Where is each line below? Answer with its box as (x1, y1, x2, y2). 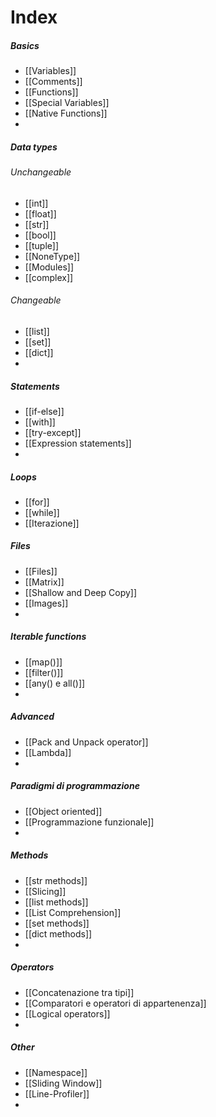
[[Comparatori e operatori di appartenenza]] (24, 997, 207, 1009)
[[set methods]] (24, 917, 90, 929)
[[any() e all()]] (24, 677, 86, 689)
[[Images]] (24, 597, 69, 609)
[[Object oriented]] (24, 805, 103, 817)
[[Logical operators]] (24, 1007, 111, 1020)
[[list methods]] (24, 896, 89, 908)
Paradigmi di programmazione (10, 780, 140, 792)
